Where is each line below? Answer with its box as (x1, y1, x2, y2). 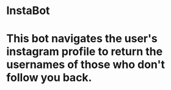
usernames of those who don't (6, 58, 165, 72)
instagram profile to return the (6, 45, 163, 59)
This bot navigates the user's (6, 32, 158, 46)
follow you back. (6, 71, 92, 84)
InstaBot (6, 4, 50, 18)
